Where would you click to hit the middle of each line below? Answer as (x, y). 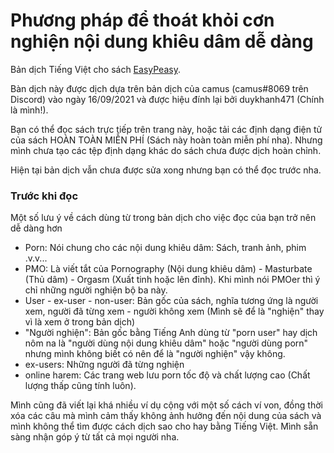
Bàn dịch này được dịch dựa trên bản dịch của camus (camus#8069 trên (159, 88)
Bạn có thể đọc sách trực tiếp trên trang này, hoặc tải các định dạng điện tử (166, 129)
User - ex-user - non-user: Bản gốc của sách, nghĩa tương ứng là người (171, 301)
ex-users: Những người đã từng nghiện (104, 365)
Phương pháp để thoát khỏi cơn (142, 20)
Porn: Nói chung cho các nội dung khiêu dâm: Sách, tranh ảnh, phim (165, 248)
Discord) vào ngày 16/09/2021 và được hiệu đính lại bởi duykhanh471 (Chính (167, 99)
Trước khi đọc (44, 196)
